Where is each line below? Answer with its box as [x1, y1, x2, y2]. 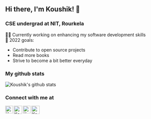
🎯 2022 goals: [5, 37, 34, 43]
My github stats [5, 70, 45, 77]
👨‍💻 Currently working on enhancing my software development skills [5, 31, 146, 38]
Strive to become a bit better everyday [12, 57, 93, 64]
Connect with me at [5, 94, 54, 101]
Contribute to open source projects [12, 46, 86, 53]
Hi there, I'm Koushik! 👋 [5, 5, 81, 14]
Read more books [12, 52, 49, 58]
